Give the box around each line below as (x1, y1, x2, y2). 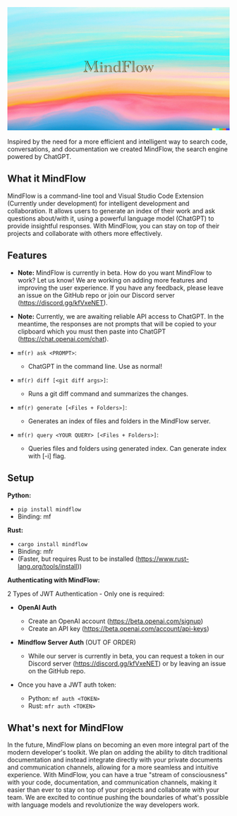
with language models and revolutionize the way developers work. (7, 800, 200, 809)
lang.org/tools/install (17, 562, 78, 570)
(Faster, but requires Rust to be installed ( (17, 555, 138, 563)
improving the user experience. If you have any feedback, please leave (17, 283, 224, 292)
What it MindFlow (7, 173, 87, 185)
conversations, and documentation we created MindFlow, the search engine (7, 145, 228, 153)
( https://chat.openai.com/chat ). (17, 334, 109, 343)
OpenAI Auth (17, 603, 57, 611)
